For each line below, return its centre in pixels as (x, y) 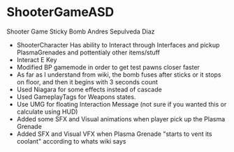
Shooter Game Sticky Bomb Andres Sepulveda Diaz (81, 31)
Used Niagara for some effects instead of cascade (89, 89)
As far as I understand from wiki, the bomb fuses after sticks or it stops (119, 75)
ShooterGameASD (60, 12)
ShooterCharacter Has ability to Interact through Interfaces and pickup (118, 45)
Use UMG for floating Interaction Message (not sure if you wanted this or (122, 104)
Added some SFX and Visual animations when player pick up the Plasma (121, 119)
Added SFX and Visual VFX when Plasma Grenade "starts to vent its (114, 134)
